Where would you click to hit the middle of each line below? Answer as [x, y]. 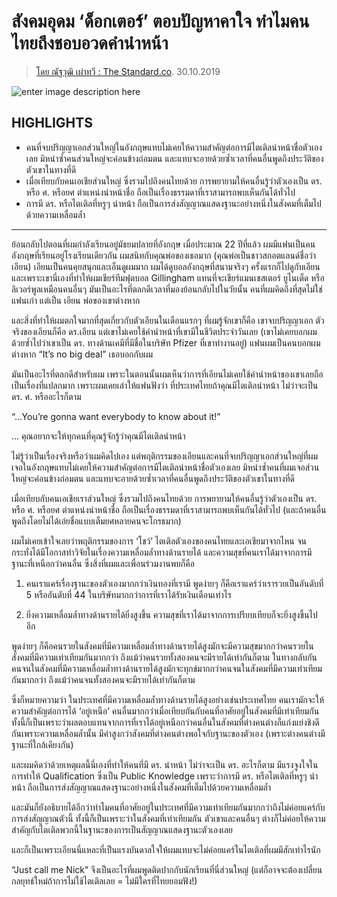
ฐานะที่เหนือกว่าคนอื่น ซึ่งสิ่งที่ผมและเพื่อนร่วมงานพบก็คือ [103, 563]
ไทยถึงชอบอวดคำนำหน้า [90, 43]
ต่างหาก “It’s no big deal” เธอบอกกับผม [82, 354]
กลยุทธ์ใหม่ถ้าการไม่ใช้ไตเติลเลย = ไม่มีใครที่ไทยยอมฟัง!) [104, 881]
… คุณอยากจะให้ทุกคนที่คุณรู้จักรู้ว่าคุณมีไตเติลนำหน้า [98, 436]
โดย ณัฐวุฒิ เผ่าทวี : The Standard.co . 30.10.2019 [128, 71]
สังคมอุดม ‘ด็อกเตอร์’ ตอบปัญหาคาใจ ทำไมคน [160, 21]
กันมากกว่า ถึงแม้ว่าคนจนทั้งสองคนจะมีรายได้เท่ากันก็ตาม [103, 679]
